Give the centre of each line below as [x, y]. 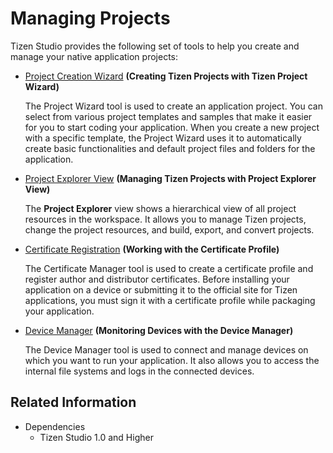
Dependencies [55, 426]
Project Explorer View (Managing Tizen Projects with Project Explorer [170, 178]
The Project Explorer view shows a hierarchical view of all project [160, 208]
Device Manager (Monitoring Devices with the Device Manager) [159, 330]
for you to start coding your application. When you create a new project [172, 127]
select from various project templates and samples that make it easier [168, 116]
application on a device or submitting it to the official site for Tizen [161, 289]
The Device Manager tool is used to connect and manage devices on [166, 349]
